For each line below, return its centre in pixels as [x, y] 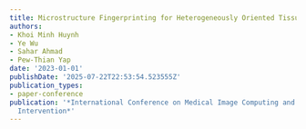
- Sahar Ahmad [36, 52]
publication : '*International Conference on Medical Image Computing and [153, 102]
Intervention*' [46, 111]
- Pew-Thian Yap [40, 60]
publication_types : [46, 85]
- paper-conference [46, 94]
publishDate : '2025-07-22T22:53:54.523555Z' [95, 77]
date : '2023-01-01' [46, 69]
